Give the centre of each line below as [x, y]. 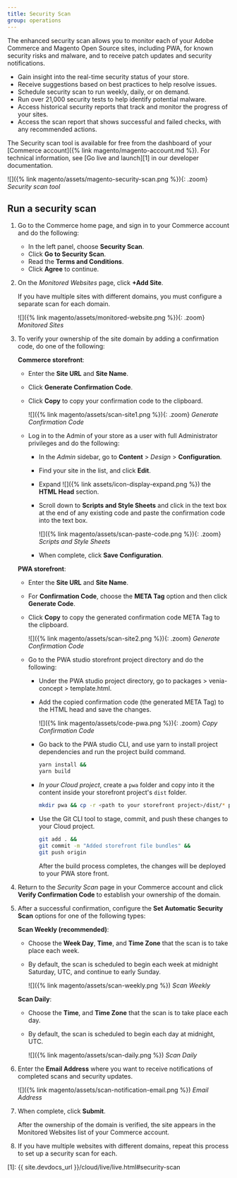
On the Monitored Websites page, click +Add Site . [90, 283]
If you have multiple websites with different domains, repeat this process [123, 1146]
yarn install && [62, 765]
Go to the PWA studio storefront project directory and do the [116, 660]
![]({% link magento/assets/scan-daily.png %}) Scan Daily [113, 1055]
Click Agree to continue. [63, 269]
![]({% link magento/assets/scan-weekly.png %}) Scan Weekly [119, 985]
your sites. [33, 114]
